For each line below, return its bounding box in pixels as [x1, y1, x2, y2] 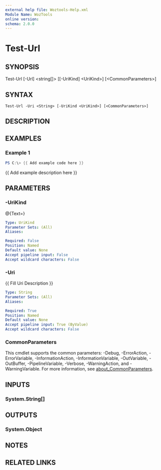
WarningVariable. [5, 366, 41, 372]
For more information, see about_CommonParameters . [41, 366, 153, 372]
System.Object [5, 425, 42, 432]
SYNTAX [5, 90, 33, 99]
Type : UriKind [5, 220, 35, 225]
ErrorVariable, [5, 355, 34, 361]
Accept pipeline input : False [5, 252, 68, 257]
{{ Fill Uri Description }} [5, 280, 53, 286]
